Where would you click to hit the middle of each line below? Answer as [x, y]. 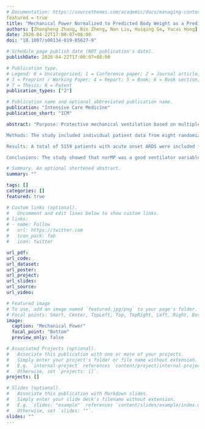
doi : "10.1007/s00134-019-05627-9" [52, 40]
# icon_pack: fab [31, 236]
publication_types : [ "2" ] [39, 91]
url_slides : [21, 281]
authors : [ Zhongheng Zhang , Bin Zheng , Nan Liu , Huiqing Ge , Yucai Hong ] [102, 29]
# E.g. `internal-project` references [59, 365]
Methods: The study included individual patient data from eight [91, 135]
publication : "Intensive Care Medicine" [59, 108]
